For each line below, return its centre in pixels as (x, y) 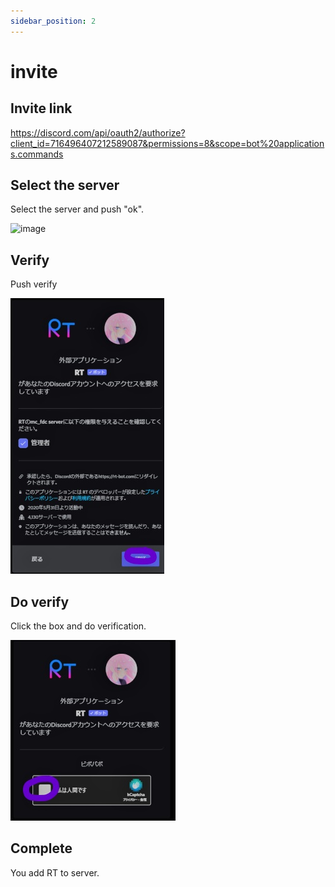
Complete (41, 848)
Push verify (34, 284)
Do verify (40, 601)
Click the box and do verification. (78, 626)
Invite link (41, 108)
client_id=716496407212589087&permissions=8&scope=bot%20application (167, 143)
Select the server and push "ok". (77, 209)
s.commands (37, 154)
